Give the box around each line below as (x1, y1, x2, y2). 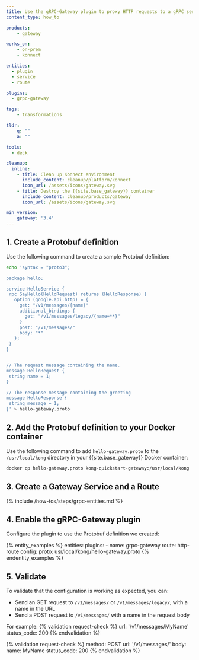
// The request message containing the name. (6, 362, 120, 368)
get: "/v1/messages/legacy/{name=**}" (24, 313, 120, 319)
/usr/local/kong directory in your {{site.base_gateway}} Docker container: (6, 454, 188, 461)
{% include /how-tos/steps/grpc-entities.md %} (6, 498, 123, 505)
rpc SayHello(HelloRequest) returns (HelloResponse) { (8, 291, 147, 297)
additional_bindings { (19, 308, 76, 314)
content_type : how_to (6, 14, 60, 20)
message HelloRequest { (6, 368, 65, 374)
